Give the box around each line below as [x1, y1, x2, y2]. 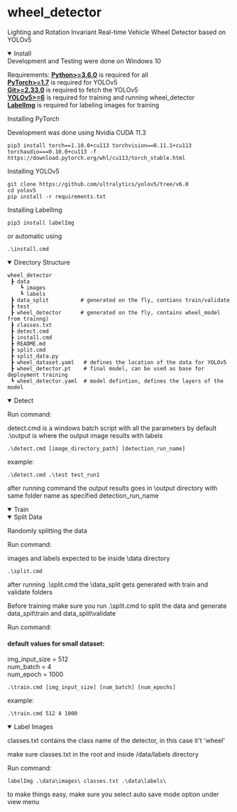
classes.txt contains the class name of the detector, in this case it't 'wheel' [7, 737, 226, 745]
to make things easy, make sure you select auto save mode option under [7, 790, 219, 798]
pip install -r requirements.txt [7, 193, 106, 200]
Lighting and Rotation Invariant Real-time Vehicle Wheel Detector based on [7, 28, 226, 36]
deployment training [7, 371, 69, 378]
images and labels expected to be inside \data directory [7, 554, 170, 562]
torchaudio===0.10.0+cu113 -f [7, 148, 97, 155]
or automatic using [7, 232, 62, 240]
